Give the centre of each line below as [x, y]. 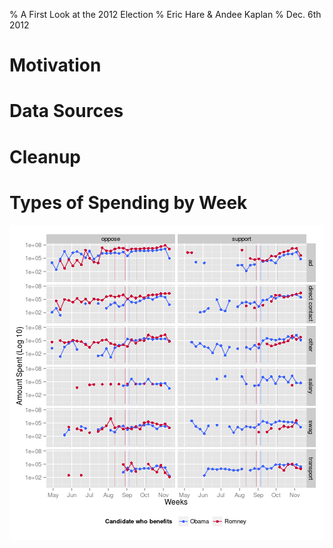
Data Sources [66, 111]
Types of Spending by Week [128, 202]
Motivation [55, 65]
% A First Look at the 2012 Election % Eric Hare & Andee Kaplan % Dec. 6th [165, 14]
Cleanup [45, 156]
